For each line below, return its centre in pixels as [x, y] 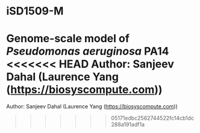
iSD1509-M [35, 11]
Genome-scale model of [68, 39]
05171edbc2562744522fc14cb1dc [153, 118]
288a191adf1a [128, 125]
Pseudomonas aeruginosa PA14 [88, 51]
